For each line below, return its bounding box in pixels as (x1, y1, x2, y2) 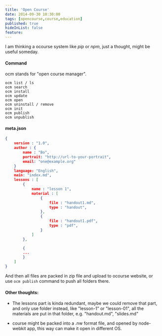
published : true (5, 21, 38, 26)
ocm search (5, 85, 28, 90)
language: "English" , (14, 168, 58, 173)
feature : (5, 30, 23, 35)
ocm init (5, 106, 23, 111)
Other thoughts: (5, 289, 39, 295)
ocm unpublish (5, 115, 34, 120)
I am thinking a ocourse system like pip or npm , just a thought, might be (5, 44, 150, 49)
